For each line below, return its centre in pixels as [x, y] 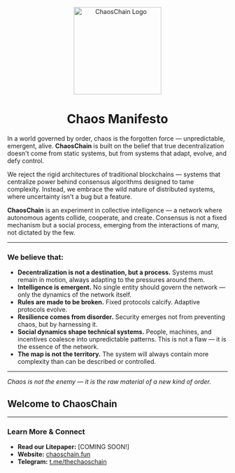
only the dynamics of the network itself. [74, 295]
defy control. [26, 160]
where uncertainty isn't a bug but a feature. [70, 197]
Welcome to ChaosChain [62, 403]
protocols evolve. [42, 310]
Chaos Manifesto [117, 119]
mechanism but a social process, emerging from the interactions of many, [113, 225]
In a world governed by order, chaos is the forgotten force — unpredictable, [116, 138]
